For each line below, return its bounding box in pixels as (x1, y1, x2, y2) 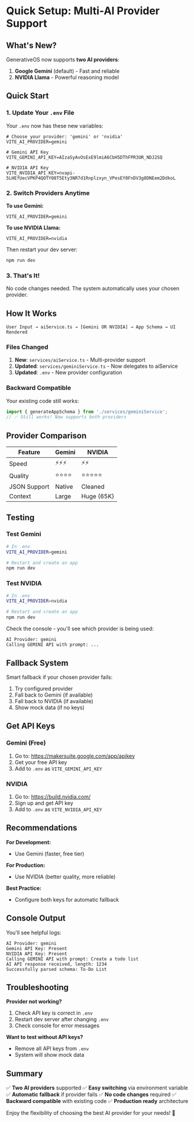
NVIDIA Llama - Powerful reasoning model (14, 74, 119, 81)
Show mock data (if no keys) (14, 704, 85, 711)
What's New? (6, 40, 57, 50)
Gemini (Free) (6, 739, 46, 747)
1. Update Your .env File (6, 108, 75, 117)
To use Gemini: (6, 202, 44, 209)
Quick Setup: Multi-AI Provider (6, 4, 160, 18)
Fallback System (6, 658, 69, 668)
